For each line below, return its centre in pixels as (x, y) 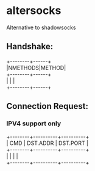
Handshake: (30, 47)
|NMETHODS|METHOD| (36, 68)
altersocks (34, 11)
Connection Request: (47, 106)
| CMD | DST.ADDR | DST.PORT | (47, 143)
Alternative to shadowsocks (41, 27)
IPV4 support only (34, 124)
